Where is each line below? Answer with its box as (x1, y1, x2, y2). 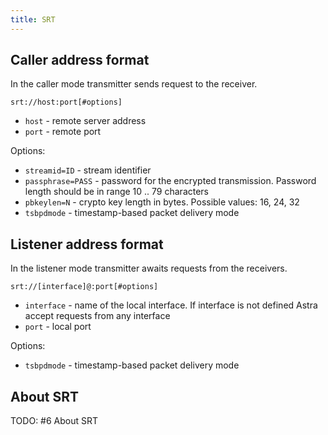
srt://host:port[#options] (10, 97, 123, 108)
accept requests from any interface (24, 310, 171, 322)
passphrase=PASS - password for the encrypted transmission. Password (24, 175, 317, 187)
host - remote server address (24, 115, 147, 127)
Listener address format (10, 236, 164, 253)
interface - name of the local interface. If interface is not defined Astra (24, 299, 318, 311)
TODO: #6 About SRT (10, 415, 99, 427)
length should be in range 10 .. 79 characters (24, 186, 210, 198)
